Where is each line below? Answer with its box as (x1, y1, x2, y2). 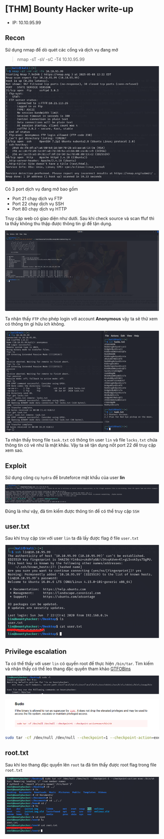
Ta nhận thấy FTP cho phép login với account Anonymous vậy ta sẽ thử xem (5, 316, 158, 322)
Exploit (5, 462, 27, 470)
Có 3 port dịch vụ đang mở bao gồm (5, 186, 78, 192)
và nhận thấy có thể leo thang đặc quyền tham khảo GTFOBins (5, 666, 131, 672)
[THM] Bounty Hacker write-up (5, 3, 134, 15)
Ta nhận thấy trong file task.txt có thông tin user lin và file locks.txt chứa (5, 437, 158, 443)
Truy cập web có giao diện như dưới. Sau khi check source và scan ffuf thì (5, 215, 155, 221)
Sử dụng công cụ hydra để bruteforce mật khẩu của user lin (5, 475, 125, 481)
